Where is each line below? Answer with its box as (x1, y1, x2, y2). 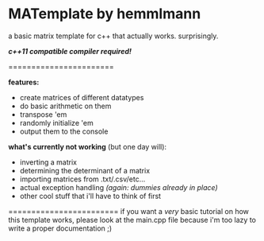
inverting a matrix (19, 157, 78, 167)
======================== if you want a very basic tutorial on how (8, 206, 250, 216)
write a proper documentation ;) (8, 224, 113, 233)
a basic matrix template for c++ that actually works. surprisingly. (8, 31, 219, 41)
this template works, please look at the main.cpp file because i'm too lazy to (8, 215, 256, 224)
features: (8, 77, 40, 87)
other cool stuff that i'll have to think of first (19, 191, 161, 200)
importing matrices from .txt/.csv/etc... (19, 174, 146, 184)
